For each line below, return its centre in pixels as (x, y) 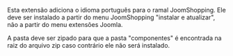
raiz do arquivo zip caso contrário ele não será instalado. (89, 45)
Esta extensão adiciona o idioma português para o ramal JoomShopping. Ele (116, 10)
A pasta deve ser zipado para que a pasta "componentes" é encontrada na (114, 38)
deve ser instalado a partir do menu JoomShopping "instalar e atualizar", (111, 17)
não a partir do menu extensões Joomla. (65, 25)
